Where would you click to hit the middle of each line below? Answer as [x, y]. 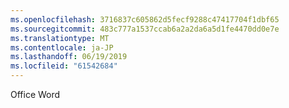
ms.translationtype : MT [60, 38]
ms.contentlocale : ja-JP [62, 47]
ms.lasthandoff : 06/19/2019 [69, 57]
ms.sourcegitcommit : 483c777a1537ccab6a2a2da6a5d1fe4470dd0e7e [145, 29]
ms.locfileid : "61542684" [64, 66]
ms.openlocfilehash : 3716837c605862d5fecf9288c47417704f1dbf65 [145, 19]
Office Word [35, 94]
